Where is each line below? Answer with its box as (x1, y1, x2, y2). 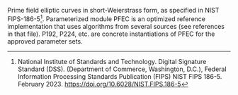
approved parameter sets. (7, 37, 83, 45)
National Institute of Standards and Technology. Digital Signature (17, 57, 207, 65)
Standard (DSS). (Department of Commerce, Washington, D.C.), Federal (17, 65, 227, 73)
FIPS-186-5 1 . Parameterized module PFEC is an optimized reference (7, 13, 205, 23)
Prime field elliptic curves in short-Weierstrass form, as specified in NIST (7, 6, 220, 14)
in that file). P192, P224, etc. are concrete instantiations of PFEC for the (7, 30, 215, 38)
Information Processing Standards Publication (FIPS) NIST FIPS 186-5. (17, 72, 222, 80)
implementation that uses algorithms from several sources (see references (7, 22, 225, 30)
